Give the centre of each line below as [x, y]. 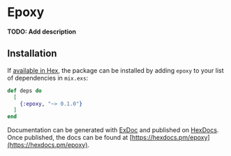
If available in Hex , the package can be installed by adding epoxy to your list [116, 70]
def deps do [24, 91]
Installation [32, 54]
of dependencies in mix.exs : [48, 78]
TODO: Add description [42, 31]
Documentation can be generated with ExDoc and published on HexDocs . [113, 130]
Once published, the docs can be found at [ [70, 138]
